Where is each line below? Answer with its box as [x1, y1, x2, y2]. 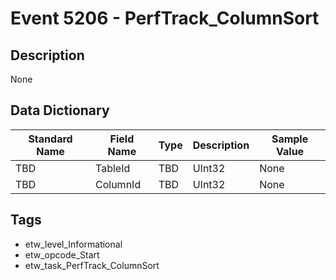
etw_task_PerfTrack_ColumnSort [24, 259, 160, 271]
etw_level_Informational [24, 238, 123, 250]
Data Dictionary [10, 102, 110, 119]
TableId [95, 161, 131, 175]
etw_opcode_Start [24, 248, 100, 261]
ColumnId [95, 177, 142, 191]
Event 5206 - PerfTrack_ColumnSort [10, 7, 320, 30]
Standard [28, 132, 73, 146]
